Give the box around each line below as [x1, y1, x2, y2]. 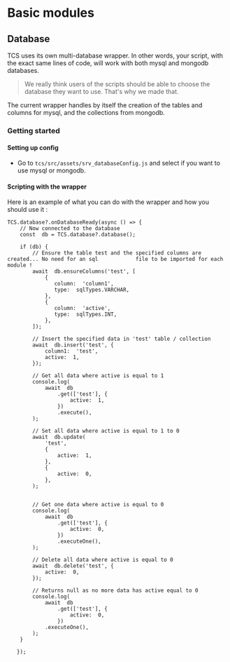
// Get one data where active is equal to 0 [32, 501, 164, 508]
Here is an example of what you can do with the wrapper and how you [7, 198, 210, 206]
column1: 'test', [44, 348, 99, 355]
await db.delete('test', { [32, 562, 114, 569]
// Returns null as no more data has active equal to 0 [32, 587, 199, 594]
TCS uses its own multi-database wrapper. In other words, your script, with [7, 51, 224, 60]
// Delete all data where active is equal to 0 [32, 556, 173, 564]
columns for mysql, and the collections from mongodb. [7, 109, 166, 116]
